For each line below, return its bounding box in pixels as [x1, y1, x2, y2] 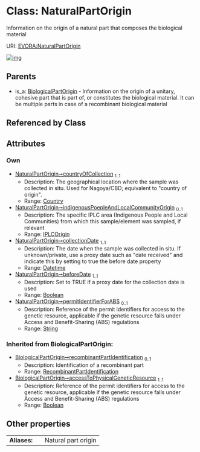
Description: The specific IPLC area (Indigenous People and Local [24, 211, 188, 218]
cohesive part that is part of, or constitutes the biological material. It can [15, 94, 195, 101]
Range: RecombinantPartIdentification [24, 368, 119, 375]
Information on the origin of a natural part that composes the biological [6, 24, 182, 31]
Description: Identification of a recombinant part [24, 361, 144, 369]
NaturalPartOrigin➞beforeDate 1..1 [15, 270, 98, 279]
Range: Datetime [24, 264, 66, 272]
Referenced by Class [6, 118, 86, 128]
